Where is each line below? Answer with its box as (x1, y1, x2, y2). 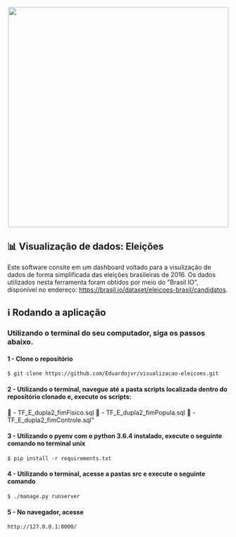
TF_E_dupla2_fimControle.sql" (7, 416, 95, 424)
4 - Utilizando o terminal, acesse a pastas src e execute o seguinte (7, 469, 206, 479)
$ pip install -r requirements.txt (7, 455, 112, 462)
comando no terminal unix (7, 439, 86, 447)
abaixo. (7, 337, 34, 347)
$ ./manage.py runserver (7, 493, 80, 500)
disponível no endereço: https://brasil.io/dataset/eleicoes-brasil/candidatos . (7, 285, 228, 294)
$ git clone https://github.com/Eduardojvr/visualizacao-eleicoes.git (7, 370, 219, 377)
